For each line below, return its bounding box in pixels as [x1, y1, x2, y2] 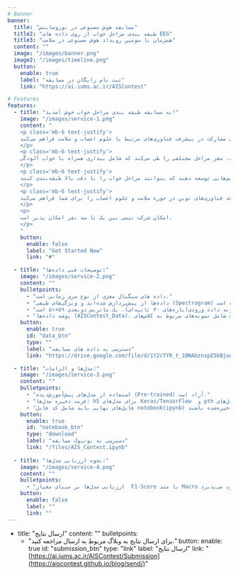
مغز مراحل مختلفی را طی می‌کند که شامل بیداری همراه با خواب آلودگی [20, 155, 223, 162]
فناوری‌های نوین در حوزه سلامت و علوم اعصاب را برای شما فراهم [38, 194, 223, 202]
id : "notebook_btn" [25, 424, 84, 431]
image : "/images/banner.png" [13, 50, 100, 57]
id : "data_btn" [25, 332, 72, 339]
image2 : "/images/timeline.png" [13, 57, 110, 64]
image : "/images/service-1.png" [20, 115, 115, 123]
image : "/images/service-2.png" [20, 273, 115, 280]
